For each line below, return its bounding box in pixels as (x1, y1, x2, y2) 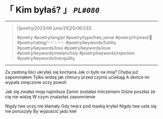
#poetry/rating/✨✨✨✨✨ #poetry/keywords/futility (16, 40, 116, 45)
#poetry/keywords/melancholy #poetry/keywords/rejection (16, 50, 135, 56)
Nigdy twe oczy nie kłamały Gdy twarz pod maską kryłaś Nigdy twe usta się (5, 103, 157, 109)
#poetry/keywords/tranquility (16, 55, 75, 61)
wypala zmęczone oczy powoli (5, 79, 67, 85)
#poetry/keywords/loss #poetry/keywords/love (16, 45, 111, 51)
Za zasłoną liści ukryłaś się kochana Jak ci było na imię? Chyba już (5, 69, 139, 75)
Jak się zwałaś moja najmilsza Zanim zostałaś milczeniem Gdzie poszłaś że (5, 89, 156, 94)
